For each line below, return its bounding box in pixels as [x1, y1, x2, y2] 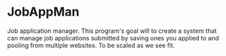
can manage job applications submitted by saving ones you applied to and [7, 33, 220, 42]
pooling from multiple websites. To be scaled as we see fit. [7, 41, 175, 49]
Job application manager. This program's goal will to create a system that [7, 27, 217, 35]
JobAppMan [7, 4, 80, 20]
